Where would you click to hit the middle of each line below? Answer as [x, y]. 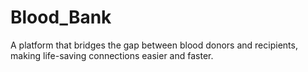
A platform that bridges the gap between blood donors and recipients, [154, 45]
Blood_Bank [61, 17]
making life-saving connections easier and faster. [112, 55]
